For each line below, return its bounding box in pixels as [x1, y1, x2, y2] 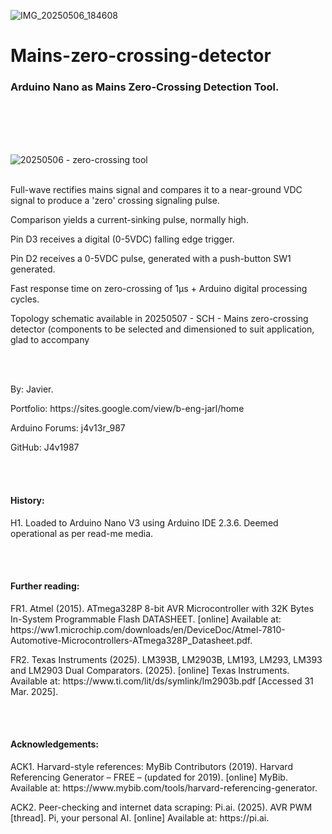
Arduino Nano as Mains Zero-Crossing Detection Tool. [10, 80, 280, 94]
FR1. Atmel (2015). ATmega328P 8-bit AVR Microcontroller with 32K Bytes [10, 602, 315, 614]
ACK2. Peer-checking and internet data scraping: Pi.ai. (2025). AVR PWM [10, 801, 313, 814]
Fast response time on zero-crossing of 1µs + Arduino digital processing [10, 283, 308, 295]
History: [10, 495, 45, 507]
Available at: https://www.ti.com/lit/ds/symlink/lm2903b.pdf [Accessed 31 [10, 675, 314, 687]
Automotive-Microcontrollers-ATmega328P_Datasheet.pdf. [10, 634, 253, 646]
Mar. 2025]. [10, 685, 59, 697]
